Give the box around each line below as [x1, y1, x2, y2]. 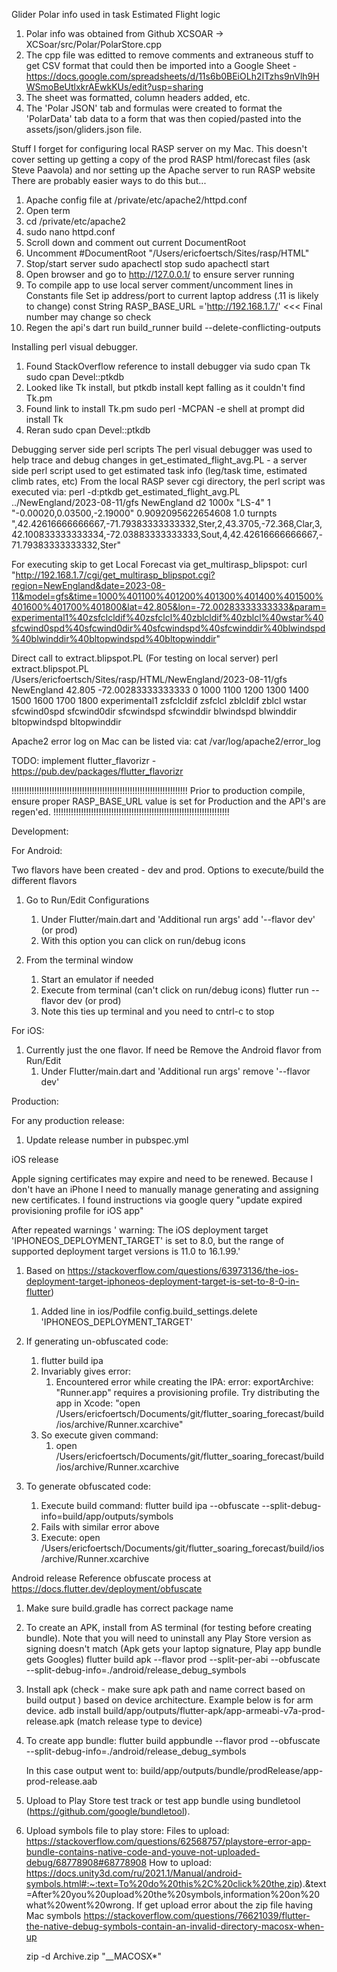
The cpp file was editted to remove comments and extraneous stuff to [25, 49, 314, 61]
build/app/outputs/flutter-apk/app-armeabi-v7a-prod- [102, 1705, 326, 1716]
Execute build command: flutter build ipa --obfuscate [40, 1500, 260, 1511]
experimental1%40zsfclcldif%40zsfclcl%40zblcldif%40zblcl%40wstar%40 [11, 612, 324, 623]
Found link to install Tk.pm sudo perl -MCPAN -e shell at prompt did [25, 403, 306, 414]
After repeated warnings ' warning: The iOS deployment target [11, 1224, 269, 1236]
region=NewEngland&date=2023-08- [11, 580, 166, 591]
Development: [11, 825, 69, 837]
